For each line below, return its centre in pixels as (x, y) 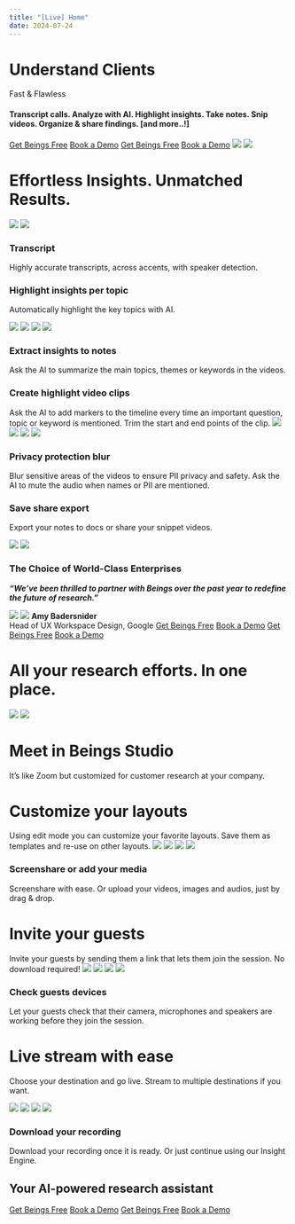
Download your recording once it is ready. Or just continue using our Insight (147, 1151)
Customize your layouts (98, 811)
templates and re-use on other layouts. (80, 846)
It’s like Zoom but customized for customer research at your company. (137, 775)
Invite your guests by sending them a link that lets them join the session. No (147, 958)
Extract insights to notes (63, 351)
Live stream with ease (92, 1057)
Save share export (50, 508)
